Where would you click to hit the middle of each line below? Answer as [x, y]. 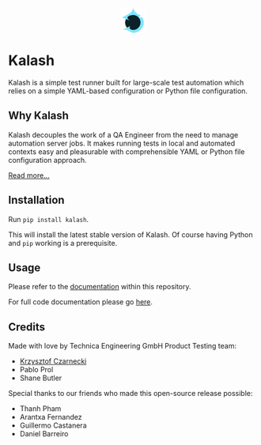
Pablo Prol [36, 370]
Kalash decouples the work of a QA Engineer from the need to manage [123, 134]
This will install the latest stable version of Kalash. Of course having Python [130, 234]
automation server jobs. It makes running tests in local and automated [122, 143]
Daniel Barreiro [44, 434]
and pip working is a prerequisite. [63, 243]
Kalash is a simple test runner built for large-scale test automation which [126, 82]
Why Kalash [39, 116]
